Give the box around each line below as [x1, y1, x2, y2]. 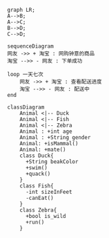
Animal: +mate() [19, 146, 67, 153]
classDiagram [7, 104, 45, 111]
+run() [25, 219, 45, 226]
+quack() [25, 170, 51, 177]
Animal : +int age [19, 128, 72, 135]
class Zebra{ [19, 207, 57, 214]
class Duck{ [19, 152, 54, 159]
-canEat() [25, 194, 54, 201]
